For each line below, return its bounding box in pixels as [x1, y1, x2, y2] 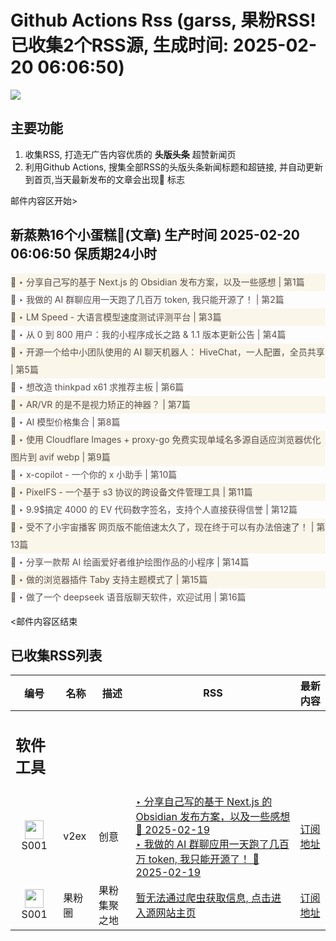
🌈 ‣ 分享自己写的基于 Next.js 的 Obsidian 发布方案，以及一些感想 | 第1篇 [10, 276, 305, 288]
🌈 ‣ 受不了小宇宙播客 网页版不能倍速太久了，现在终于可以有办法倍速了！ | [10, 521, 315, 533]
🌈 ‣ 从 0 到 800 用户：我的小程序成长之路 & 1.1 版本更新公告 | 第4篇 [10, 328, 287, 340]
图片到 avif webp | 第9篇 [10, 451, 111, 463]
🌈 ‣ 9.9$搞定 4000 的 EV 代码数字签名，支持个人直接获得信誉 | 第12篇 [10, 503, 298, 515]
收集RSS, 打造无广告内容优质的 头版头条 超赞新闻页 [24, 148, 237, 160]
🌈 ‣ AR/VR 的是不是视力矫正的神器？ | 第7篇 [10, 398, 191, 410]
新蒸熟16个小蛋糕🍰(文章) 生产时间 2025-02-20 [10, 227, 300, 244]
